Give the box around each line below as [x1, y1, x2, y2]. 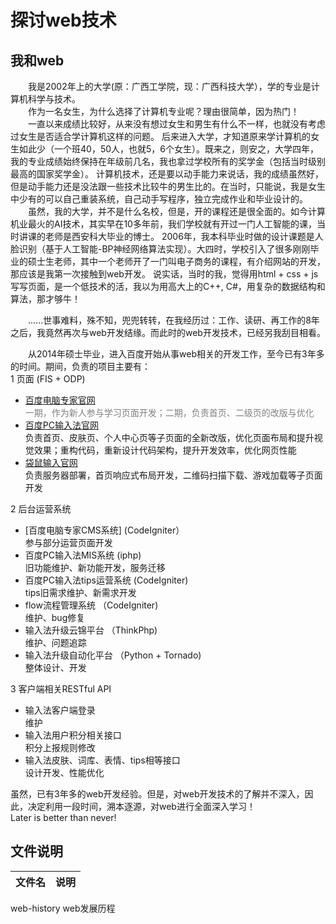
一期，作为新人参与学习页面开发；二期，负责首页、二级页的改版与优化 [24, 407, 315, 418]
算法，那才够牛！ [10, 293, 81, 305]
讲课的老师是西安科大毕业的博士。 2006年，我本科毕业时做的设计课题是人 [18, 231, 324, 242]
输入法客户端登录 [24, 704, 96, 716]
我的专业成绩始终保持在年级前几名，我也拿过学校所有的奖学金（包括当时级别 [10, 156, 326, 167]
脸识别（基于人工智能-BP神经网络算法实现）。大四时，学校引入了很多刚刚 [10, 243, 311, 255]
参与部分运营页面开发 [24, 537, 113, 548]
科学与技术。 [27, 93, 81, 105]
